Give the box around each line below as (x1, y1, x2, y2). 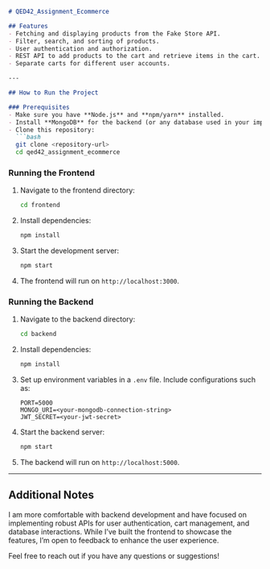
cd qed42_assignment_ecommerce (15, 148, 121, 156)
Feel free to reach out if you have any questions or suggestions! (8, 550, 219, 560)
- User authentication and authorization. (8, 44, 153, 52)
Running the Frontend (8, 167, 95, 178)
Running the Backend (8, 296, 94, 307)
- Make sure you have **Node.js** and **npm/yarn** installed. (8, 110, 225, 118)
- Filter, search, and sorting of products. (8, 37, 160, 45)
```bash (15, 133, 42, 141)
